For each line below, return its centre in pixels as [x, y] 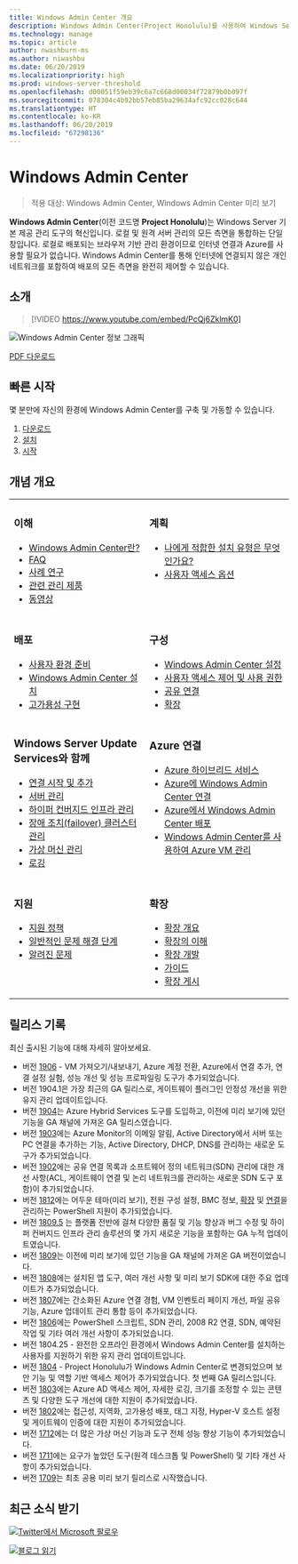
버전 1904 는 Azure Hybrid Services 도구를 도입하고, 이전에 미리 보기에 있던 [153, 1111]
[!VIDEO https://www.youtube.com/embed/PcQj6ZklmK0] [136, 319]
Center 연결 [188, 797]
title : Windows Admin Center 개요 [71, 17]
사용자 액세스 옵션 [199, 574]
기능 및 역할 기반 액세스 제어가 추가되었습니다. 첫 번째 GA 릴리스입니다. [154, 1378]
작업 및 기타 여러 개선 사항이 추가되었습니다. [98, 1334]
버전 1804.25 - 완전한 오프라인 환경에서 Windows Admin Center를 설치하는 [153, 1344]
